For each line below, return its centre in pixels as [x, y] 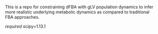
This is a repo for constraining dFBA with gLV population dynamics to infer [79, 7]
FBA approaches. [22, 17]
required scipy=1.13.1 [25, 26]
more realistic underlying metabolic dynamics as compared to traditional [77, 12]
